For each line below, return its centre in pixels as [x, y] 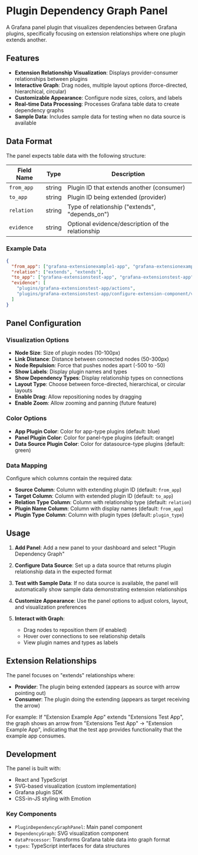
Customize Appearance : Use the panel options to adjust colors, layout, [101, 601]
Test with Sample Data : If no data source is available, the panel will [96, 583]
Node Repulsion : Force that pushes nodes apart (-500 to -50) [90, 366]
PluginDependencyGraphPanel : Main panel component [78, 827]
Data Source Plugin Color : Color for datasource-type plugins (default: [100, 443]
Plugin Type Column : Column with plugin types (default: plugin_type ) [99, 515]
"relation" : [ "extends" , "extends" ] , [58, 272]
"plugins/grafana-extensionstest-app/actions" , [76, 288]
